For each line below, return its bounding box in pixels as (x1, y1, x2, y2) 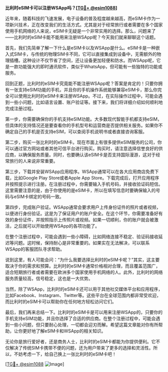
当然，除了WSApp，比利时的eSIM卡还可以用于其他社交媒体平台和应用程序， (5, 286, 163, 292)
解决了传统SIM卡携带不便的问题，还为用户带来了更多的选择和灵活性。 (9, 345, 153, 350)
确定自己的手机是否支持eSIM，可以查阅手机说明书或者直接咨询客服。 (5, 128, 147, 134)
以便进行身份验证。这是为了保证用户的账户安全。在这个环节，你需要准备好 (5, 210, 158, 216)
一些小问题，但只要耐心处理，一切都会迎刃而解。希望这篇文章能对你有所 (9, 322, 158, 327)
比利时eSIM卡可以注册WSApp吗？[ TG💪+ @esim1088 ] (5, 5, 117, 10)
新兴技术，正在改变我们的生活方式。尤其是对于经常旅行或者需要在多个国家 (9, 22, 163, 27)
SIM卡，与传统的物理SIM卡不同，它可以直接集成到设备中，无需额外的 (13, 51, 157, 57)
